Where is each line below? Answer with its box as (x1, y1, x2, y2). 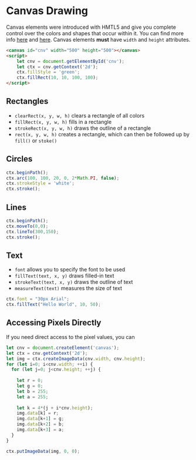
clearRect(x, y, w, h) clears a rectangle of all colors (14, 112, 145, 119)
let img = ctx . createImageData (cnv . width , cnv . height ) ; (6, 355, 146, 362)
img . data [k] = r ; (16, 410, 59, 417)
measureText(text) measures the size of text (14, 285, 122, 292)
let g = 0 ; (16, 383, 43, 389)
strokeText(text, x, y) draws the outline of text (14, 278, 133, 286)
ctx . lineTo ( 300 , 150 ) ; (6, 229, 59, 234)
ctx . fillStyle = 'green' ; (16, 69, 80, 75)
